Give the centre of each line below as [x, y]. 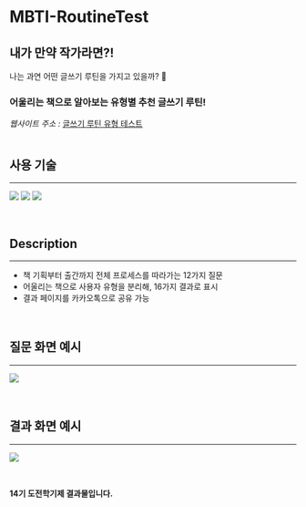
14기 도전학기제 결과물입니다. [61, 493]
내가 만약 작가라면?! [62, 52]
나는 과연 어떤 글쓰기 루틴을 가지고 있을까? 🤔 [88, 76]
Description [43, 243]
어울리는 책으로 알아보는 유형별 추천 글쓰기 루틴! [108, 102]
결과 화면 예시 [46, 426]
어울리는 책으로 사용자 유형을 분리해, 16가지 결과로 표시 [120, 286]
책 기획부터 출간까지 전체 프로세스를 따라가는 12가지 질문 [122, 274]
